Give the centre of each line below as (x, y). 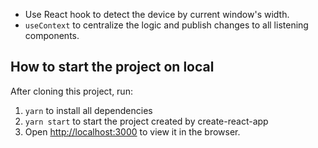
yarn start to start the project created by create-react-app (146, 121)
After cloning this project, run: (71, 91)
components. (52, 35)
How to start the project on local (112, 67)
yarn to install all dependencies (88, 110)
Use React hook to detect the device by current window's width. (157, 14)
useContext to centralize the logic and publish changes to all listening (166, 25)
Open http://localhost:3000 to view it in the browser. (132, 131)
